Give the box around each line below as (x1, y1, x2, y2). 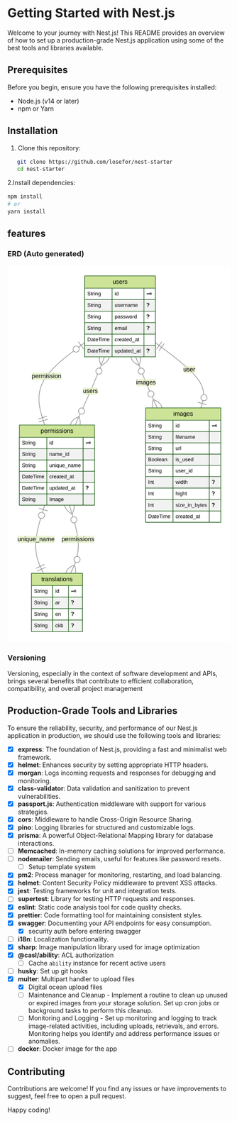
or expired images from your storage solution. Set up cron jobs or (28, 999, 220, 1007)
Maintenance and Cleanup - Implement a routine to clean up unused (28, 991, 228, 1000)
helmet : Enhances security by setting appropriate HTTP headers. (17, 761, 209, 769)
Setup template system (28, 863, 96, 871)
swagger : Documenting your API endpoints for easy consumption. (17, 919, 212, 927)
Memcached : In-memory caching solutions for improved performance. (17, 846, 226, 856)
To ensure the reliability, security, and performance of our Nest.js (7, 724, 198, 732)
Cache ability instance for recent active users (28, 959, 166, 967)
